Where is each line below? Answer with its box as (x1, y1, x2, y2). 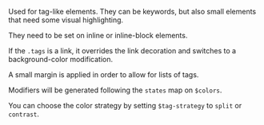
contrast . (8, 109, 40, 119)
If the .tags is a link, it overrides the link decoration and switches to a (8, 46, 237, 55)
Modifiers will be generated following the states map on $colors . (8, 85, 222, 95)
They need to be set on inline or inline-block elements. (8, 31, 188, 40)
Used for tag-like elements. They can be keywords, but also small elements (8, 7, 257, 16)
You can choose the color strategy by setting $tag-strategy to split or (8, 101, 242, 110)
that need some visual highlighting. (8, 15, 124, 25)
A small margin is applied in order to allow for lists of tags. (8, 70, 199, 79)
